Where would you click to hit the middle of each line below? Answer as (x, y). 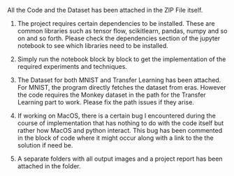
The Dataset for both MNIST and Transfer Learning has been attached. (119, 80)
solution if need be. (45, 145)
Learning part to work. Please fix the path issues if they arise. (105, 102)
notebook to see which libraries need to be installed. (93, 46)
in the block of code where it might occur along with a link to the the (116, 138)
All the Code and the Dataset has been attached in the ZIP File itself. (105, 10)
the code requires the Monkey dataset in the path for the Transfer (111, 95)
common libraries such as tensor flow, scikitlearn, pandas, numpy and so (122, 31)
